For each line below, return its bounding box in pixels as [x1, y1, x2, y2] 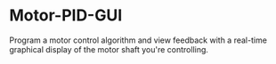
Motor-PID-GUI [9, 5, 123, 26]
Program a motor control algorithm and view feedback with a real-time [9, 35, 267, 45]
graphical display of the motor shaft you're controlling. [9, 44, 209, 54]
